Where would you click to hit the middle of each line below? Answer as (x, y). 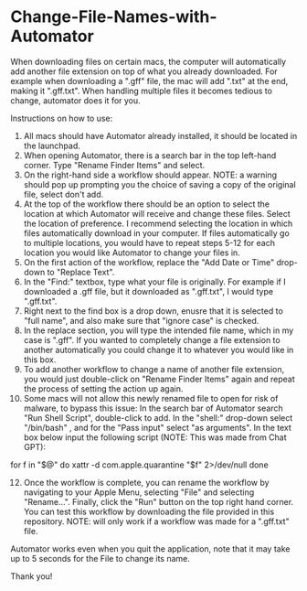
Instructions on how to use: (62, 118)
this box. (40, 360)
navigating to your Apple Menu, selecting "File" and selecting (139, 492)
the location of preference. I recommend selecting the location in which (158, 223)
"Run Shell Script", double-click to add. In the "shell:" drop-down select (158, 417)
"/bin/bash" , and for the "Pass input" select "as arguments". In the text (157, 427)
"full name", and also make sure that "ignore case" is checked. (141, 320)
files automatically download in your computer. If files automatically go (157, 233)
